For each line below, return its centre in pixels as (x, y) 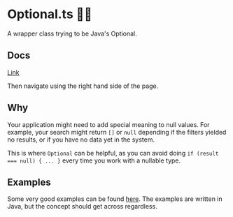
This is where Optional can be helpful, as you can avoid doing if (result (113, 153)
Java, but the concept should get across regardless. (82, 207)
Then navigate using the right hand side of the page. (83, 86)
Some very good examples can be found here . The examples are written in (115, 199)
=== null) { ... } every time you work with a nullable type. (94, 160)
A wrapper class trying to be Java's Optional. (72, 33)
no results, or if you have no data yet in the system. (81, 140)
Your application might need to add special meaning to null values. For (108, 124)
